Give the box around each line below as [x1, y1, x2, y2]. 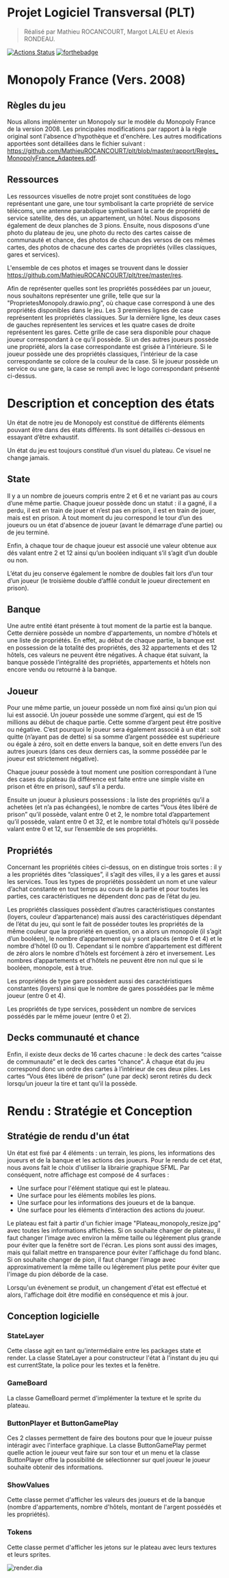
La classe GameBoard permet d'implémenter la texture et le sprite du [7, 1394, 202, 1402]
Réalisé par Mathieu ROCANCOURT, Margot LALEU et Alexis [23, 27, 194, 36]
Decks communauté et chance [7, 1032, 140, 1044]
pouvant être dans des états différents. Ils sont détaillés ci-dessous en [7, 425, 205, 433]
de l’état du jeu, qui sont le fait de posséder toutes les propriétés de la [7, 920, 204, 928]
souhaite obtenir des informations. [7, 1463, 104, 1472]
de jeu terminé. [7, 528, 50, 536]
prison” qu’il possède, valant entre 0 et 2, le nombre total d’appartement [7, 811, 210, 819]
